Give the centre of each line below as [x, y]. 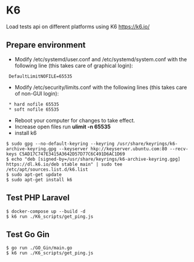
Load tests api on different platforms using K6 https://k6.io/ [78, 26]
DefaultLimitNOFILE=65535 [40, 76]
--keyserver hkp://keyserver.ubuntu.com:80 [113, 149]
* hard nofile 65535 [34, 104]
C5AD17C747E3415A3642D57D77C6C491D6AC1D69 [72, 154]
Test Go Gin [28, 234]
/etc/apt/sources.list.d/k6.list [47, 169]
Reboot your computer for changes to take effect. [75, 120]
